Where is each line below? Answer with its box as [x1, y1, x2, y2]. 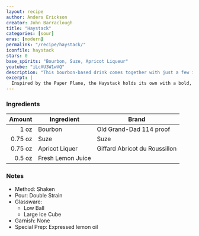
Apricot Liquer [38, 145, 78, 153]
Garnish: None [14, 217, 50, 224]
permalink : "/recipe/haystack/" [6, 42, 86, 48]
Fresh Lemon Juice [38, 154, 92, 162]
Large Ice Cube [23, 211, 62, 218]
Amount [9, 115, 33, 123]
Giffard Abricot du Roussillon [97, 145, 177, 153]
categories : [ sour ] [6, 31, 54, 37]
